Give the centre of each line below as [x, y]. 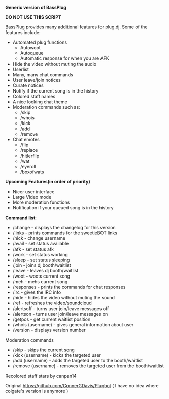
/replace [29, 150]
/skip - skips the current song [43, 350]
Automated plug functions [40, 42]
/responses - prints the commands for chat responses [69, 287]
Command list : [21, 218]
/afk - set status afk [33, 249]
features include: [23, 32]
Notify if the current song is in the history [56, 91]
